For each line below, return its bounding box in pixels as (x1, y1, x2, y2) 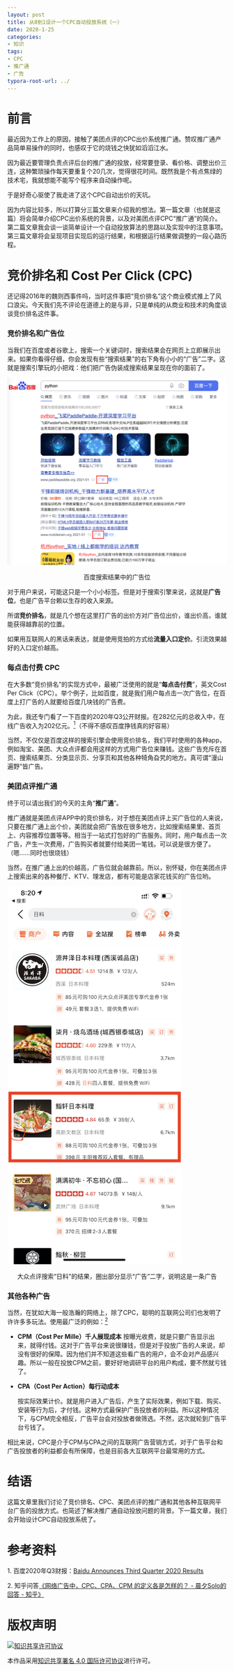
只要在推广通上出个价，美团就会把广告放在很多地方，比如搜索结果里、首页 (7, 822, 221, 831)
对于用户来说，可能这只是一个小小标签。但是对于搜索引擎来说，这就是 (7, 588, 209, 596)
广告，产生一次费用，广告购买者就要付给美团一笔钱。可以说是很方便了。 (7, 840, 214, 848)
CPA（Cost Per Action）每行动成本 (17, 1382, 120, 1390)
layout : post (7, 11, 45, 18)
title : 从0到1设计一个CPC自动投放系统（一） (7, 18, 123, 26)
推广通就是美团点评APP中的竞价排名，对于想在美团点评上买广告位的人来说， (7, 813, 227, 822)
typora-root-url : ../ (7, 77, 70, 84)
